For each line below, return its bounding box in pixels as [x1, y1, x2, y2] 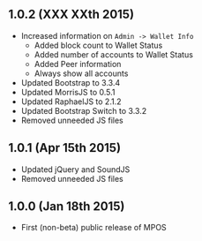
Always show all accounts [34, 68, 129, 79]
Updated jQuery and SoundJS [20, 163, 131, 175]
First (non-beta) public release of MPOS [20, 222, 167, 233]
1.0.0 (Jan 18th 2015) [8, 199, 125, 215]
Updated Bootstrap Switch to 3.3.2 [20, 105, 147, 116]
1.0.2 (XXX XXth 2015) [8, 7, 134, 22]
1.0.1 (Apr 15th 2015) [8, 140, 121, 155]
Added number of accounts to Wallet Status [34, 49, 193, 60]
